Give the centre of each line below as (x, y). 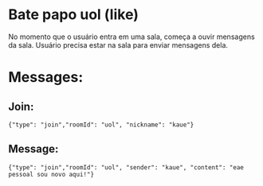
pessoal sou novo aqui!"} (51, 174)
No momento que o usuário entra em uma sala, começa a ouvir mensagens (131, 37)
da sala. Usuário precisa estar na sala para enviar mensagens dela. (118, 45)
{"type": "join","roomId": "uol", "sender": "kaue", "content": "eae (126, 167)
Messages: (46, 77)
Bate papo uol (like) (74, 15)
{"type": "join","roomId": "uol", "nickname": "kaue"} (101, 125)
